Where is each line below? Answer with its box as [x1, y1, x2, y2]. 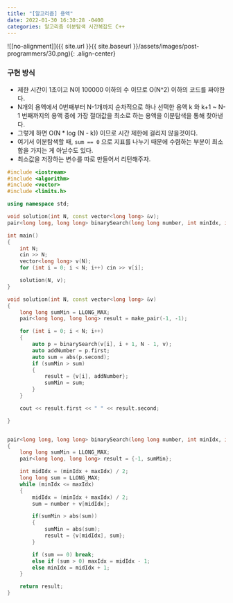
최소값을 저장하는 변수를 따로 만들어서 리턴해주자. [17, 154, 151, 163]
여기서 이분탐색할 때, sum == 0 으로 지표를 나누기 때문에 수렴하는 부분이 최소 [17, 137, 224, 146]
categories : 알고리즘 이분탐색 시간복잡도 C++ [7, 23, 126, 30]
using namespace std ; [7, 201, 70, 208]
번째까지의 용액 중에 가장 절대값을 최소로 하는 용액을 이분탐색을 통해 [21, 111, 205, 119]
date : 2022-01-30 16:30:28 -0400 [7, 17, 104, 24]
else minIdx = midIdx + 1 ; [32, 564, 110, 571]
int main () [7, 232, 39, 239]
